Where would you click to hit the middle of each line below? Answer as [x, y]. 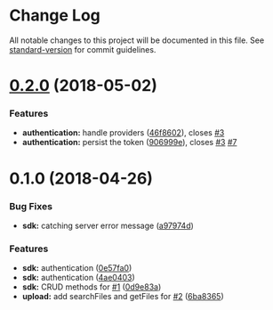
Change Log [55, 16]
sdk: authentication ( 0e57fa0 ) [77, 268]
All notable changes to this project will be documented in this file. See [137, 40]
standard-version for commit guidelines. [83, 49]
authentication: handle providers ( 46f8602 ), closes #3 [123, 133]
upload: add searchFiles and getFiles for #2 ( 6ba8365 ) [123, 297]
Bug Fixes [31, 206]
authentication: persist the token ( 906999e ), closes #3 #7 [129, 143]
